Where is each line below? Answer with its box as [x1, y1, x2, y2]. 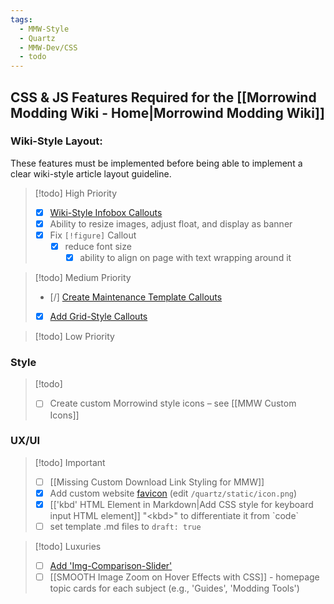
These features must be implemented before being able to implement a [10, 157, 303, 169]
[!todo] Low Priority [34, 331, 115, 343]
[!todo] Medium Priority [34, 272, 132, 284]
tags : [10, 14, 33, 25]
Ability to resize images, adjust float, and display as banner [49, 217, 293, 230]
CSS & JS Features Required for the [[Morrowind [10, 89, 317, 106]
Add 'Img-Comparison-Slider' [49, 560, 173, 572]
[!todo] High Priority [34, 187, 118, 199]
